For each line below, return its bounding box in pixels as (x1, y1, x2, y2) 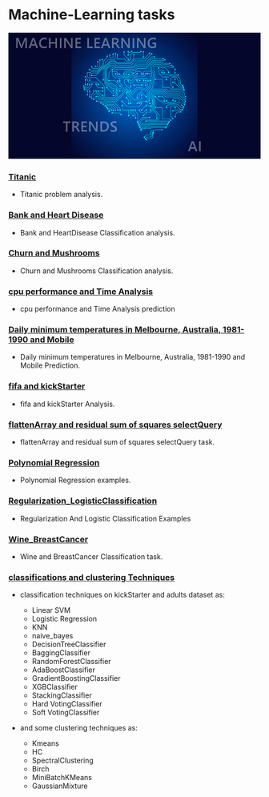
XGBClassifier (31, 682, 78, 692)
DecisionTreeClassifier (31, 639, 106, 650)
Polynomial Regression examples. (19, 475, 131, 485)
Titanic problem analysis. (19, 190, 103, 199)
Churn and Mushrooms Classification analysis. (19, 266, 174, 276)
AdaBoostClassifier (31, 665, 96, 674)
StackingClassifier (31, 690, 92, 700)
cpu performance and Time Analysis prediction (19, 304, 175, 314)
